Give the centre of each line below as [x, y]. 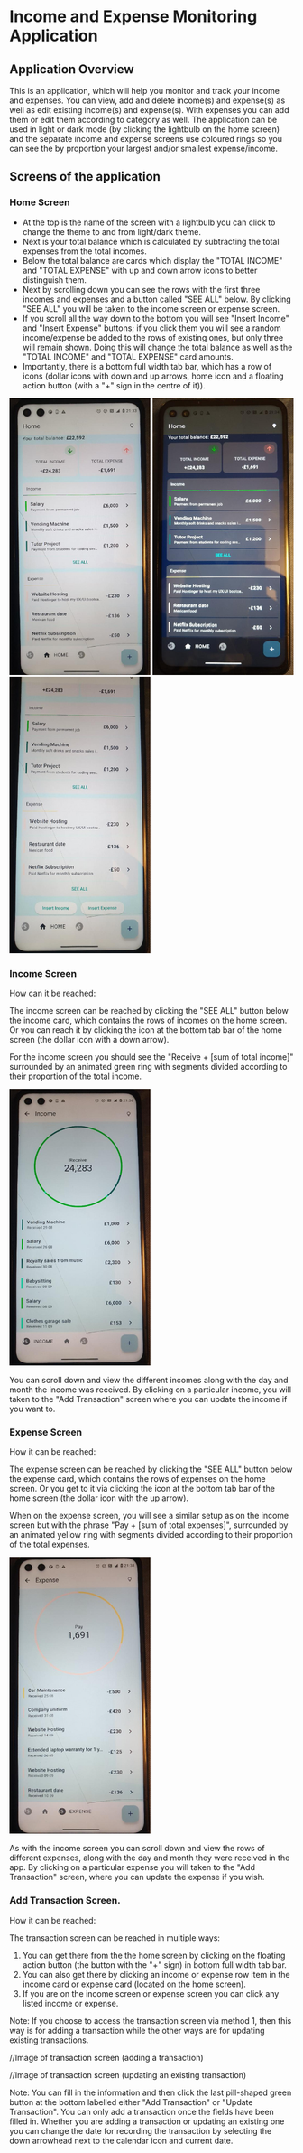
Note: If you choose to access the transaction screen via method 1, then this [151, 2020]
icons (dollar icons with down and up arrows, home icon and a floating [153, 376]
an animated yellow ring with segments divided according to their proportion [151, 1535]
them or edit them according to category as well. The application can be [143, 120]
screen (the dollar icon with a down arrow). [89, 1039]
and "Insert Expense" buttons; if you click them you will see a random [151, 328]
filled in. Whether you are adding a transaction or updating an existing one [147, 2121]
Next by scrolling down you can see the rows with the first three [141, 289]
